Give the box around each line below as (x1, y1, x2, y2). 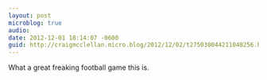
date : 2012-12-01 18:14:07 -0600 (8, 33, 119, 42)
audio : (8, 26, 30, 34)
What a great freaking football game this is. (8, 63, 149, 72)
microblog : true (8, 19, 62, 27)
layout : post (8, 11, 52, 20)
